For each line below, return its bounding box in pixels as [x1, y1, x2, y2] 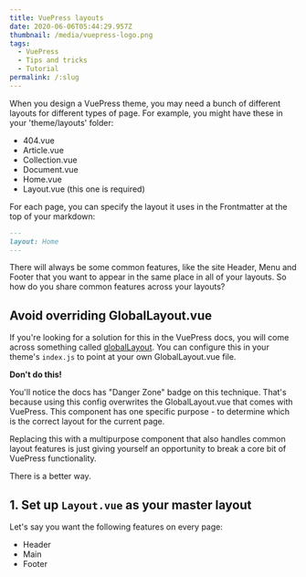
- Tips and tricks [17, 56, 89, 65]
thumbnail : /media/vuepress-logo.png [9, 30, 153, 39]
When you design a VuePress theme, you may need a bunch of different [9, 98, 281, 109]
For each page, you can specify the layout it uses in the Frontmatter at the [9, 201, 288, 212]
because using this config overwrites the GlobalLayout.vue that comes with [9, 396, 294, 407]
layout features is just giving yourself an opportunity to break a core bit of [9, 444, 287, 455]
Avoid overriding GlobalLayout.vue [9, 308, 213, 323]
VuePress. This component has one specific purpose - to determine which [9, 406, 290, 417]
